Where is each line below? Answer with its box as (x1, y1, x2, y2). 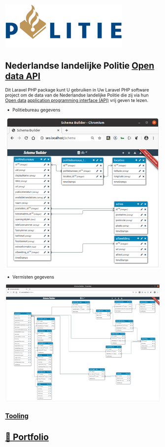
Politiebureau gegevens (12, 107, 61, 113)
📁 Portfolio (5, 431, 49, 443)
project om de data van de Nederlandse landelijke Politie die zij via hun (5, 92, 149, 98)
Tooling (5, 412, 29, 420)
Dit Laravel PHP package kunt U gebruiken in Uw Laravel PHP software (5, 87, 149, 93)
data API (5, 71, 41, 82)
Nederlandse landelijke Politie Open (5, 60, 155, 71)
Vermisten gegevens (12, 274, 54, 280)
